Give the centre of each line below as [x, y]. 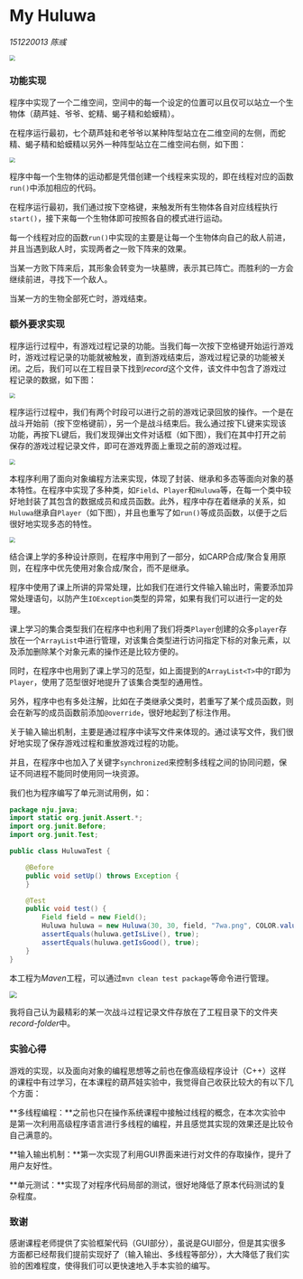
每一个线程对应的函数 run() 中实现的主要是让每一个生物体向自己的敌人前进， [150, 238]
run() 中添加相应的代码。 [55, 188]
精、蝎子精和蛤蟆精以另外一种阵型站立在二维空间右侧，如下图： [128, 144]
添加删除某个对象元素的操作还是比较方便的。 [100, 651]
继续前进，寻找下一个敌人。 [61, 279]
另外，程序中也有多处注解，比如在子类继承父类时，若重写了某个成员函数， [147, 701]
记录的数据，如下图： [56, 380]
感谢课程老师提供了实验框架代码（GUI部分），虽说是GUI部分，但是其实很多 [148, 1243]
